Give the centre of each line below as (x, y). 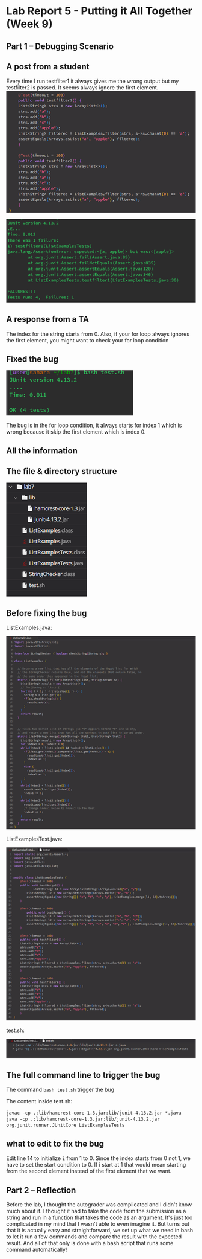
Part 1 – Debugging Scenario (60, 46)
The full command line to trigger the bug (83, 1075)
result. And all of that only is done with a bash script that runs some (90, 1243)
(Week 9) (29, 24)
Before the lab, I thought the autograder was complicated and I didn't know (99, 1204)
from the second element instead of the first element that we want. (89, 1171)
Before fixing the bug (47, 613)
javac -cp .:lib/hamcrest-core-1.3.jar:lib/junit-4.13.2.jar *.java (94, 1113)
